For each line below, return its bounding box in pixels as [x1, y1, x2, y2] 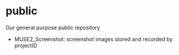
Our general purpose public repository [5, 24, 100, 31]
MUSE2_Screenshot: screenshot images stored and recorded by [14, 35, 173, 42]
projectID [14, 42, 37, 49]
